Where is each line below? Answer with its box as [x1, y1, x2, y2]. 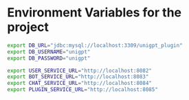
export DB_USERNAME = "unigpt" [7, 48, 91, 55]
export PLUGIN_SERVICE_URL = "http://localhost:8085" [7, 86, 158, 93]
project [7, 19, 49, 35]
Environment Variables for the [7, 5, 182, 21]
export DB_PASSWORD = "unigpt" [7, 55, 91, 62]
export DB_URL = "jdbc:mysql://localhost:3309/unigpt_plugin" [7, 42, 184, 49]
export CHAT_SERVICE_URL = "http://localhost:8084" [7, 80, 153, 87]
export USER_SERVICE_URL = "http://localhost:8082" [7, 67, 153, 74]
